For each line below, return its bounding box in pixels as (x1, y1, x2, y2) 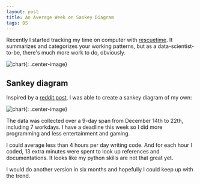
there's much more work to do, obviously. (22, 49, 126, 56)
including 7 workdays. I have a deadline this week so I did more (6, 123, 163, 131)
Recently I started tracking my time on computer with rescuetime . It (6, 37, 173, 44)
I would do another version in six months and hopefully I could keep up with (6, 166, 193, 173)
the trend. (6, 172, 31, 180)
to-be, (6, 49, 22, 56)
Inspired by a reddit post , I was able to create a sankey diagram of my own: (6, 94, 192, 101)
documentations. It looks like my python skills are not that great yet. (6, 154, 174, 162)
